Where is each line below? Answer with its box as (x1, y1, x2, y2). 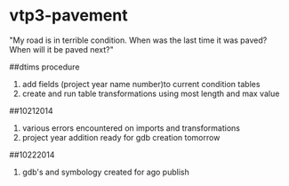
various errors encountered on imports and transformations (21, 122, 240, 133)
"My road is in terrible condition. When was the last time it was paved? (9, 35, 268, 45)
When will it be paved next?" (9, 44, 114, 54)
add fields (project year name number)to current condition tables (21, 78, 261, 89)
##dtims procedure (9, 61, 80, 72)
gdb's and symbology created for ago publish (21, 166, 189, 177)
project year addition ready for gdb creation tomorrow (21, 132, 221, 142)
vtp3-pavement (9, 5, 128, 26)
